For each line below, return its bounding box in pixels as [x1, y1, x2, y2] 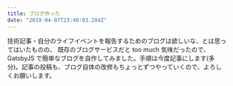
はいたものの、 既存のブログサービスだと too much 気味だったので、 [13, 45, 210, 53]
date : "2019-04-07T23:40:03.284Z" [7, 17, 108, 24]
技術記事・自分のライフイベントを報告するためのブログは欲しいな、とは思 [7, 36, 220, 45]
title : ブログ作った [7, 10, 61, 17]
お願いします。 [13, 71, 56, 80]
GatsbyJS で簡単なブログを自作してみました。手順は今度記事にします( [7, 53, 209, 62]
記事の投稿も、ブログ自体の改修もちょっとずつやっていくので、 [22, 62, 204, 71]
